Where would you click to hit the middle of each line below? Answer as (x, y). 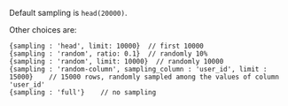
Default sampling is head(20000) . (68, 13)
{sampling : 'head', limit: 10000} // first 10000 (106, 46)
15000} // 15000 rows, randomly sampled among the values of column (144, 77)
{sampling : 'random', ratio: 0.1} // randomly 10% (109, 54)
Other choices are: (43, 30)
